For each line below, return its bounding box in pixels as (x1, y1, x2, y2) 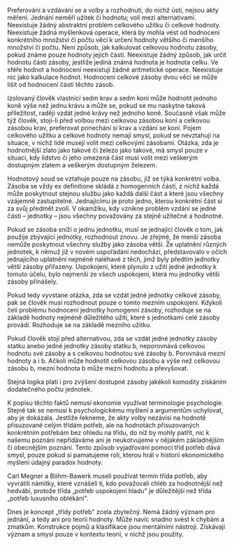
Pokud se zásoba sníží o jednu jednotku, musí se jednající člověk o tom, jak (7, 226, 224, 233)
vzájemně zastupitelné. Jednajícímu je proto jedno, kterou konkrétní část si (7, 197, 223, 205)
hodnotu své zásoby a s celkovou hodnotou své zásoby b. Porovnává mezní (7, 350, 226, 357)
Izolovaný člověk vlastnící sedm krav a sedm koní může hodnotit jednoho (7, 94, 218, 102)
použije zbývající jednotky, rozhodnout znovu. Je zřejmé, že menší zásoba (7, 233, 221, 241)
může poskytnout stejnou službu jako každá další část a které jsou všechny (7, 189, 224, 198)
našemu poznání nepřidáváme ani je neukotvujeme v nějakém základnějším (7, 436, 224, 444)
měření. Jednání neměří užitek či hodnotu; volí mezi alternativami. (7, 13, 197, 22)
